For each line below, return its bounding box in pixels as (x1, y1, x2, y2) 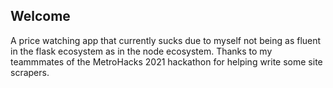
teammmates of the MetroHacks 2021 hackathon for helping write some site (10, 55, 323, 68)
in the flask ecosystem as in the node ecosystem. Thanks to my (10, 45, 273, 57)
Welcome (10, 8, 71, 25)
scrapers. (10, 66, 50, 78)
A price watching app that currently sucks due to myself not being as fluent (10, 34, 322, 46)
